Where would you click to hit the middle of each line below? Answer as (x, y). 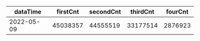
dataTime (28, 12)
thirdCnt (142, 12)
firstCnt (68, 12)
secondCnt (105, 12)
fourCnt (177, 12)
